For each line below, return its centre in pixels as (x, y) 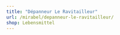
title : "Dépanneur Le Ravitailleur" (52, 12)
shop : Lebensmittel (31, 23)
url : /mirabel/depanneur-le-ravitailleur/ (60, 17)
